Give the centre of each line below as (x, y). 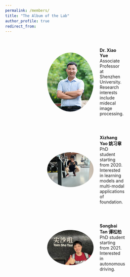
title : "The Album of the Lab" (37, 16)
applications (112, 191)
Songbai (108, 226)
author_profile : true (27, 21)
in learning (110, 176)
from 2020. (111, 165)
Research (109, 88)
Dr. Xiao (108, 50)
